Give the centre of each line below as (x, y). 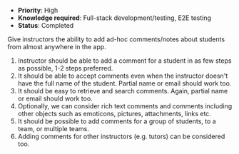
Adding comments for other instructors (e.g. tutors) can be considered (121, 136)
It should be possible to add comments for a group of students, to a (117, 121)
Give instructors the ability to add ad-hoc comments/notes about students (116, 39)
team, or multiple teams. (53, 129)
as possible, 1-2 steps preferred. (65, 68)
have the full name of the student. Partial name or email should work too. (124, 83)
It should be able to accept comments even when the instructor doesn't (123, 76)
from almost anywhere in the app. (57, 47)
